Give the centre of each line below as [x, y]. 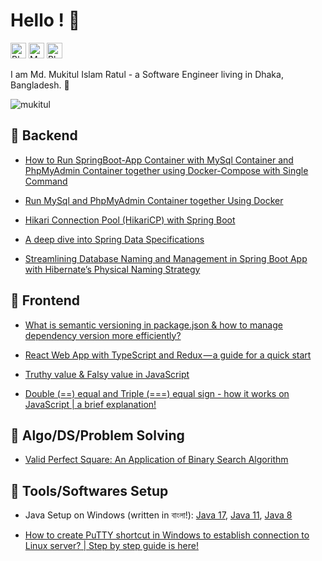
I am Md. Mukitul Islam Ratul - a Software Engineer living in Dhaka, [147, 74]
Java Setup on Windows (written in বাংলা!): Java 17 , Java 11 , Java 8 [158, 515]
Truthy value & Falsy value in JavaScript [107, 374]
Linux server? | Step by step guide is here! [112, 546]
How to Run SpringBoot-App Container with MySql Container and [159, 160]
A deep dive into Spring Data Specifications [114, 239]
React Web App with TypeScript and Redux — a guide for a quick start [168, 355]
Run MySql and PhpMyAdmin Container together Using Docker [154, 200]
